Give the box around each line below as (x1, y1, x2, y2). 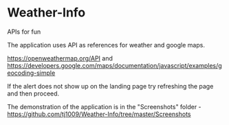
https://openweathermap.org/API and (7, 54, 113, 62)
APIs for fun (7, 27, 41, 36)
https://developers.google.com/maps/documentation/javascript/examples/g (7, 61, 222, 69)
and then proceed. (7, 89, 60, 98)
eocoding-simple (7, 69, 56, 77)
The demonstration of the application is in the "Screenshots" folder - (7, 102, 201, 111)
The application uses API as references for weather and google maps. (7, 41, 205, 49)
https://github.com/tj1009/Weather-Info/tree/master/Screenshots (7, 110, 191, 118)
